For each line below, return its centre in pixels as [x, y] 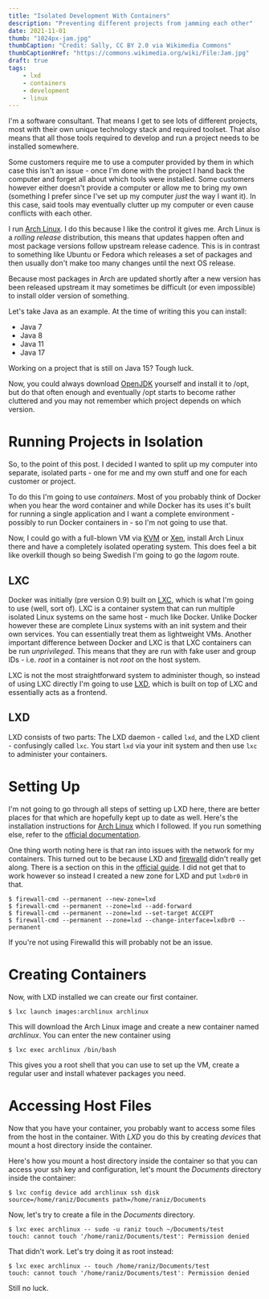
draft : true [28, 61]
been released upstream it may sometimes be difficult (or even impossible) [132, 287]
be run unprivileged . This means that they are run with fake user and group [132, 651]
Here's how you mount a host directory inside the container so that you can [133, 1161]
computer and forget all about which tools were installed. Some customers [131, 179]
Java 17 [33, 353]
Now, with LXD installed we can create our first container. [103, 997]
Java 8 [31, 335]
